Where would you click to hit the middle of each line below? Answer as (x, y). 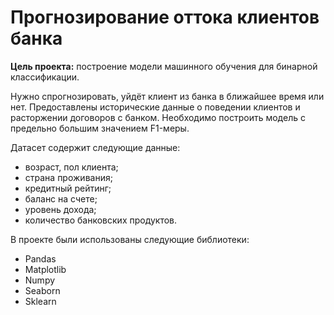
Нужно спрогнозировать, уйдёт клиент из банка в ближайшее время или (167, 96)
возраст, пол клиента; (71, 167)
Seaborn (42, 290)
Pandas (40, 258)
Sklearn (40, 301)
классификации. (45, 77)
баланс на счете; (61, 198)
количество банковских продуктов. (101, 220)
